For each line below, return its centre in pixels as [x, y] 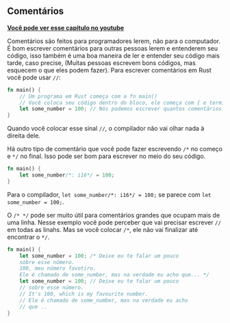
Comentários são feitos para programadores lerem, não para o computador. [114, 41]
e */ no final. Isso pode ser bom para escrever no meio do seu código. [106, 156]
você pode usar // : [34, 77]
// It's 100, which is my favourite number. [84, 294]
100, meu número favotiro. [58, 269]
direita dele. [24, 135]
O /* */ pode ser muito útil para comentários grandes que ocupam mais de [114, 215]
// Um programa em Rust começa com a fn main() [88, 96]
